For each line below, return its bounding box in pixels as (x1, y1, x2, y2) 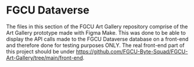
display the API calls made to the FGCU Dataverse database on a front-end (6, 35, 189, 42)
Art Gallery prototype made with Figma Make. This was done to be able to (6, 29, 186, 36)
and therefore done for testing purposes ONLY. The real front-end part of (6, 42, 185, 49)
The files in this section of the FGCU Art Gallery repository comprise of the (6, 23, 188, 30)
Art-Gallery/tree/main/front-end (6, 54, 83, 61)
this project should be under (6, 48, 75, 55)
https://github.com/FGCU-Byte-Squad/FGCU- (76, 48, 188, 55)
